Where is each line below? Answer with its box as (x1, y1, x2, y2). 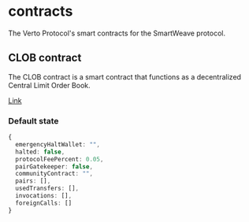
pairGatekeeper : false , (15, 162, 93, 171)
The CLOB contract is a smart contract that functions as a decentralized (8, 72, 242, 81)
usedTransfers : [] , (15, 184, 80, 193)
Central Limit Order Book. (8, 80, 91, 90)
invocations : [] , (15, 192, 72, 200)
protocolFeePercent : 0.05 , (15, 155, 104, 163)
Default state (8, 115, 59, 126)
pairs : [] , (15, 177, 51, 185)
